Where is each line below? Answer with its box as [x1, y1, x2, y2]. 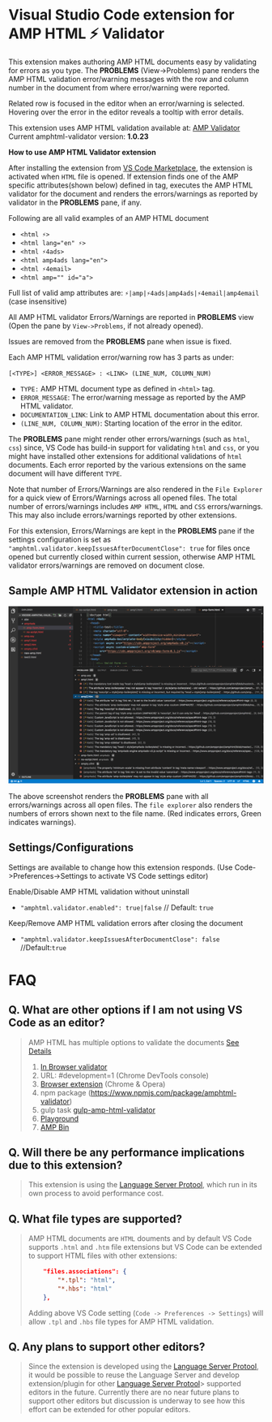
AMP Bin [40, 1122, 70, 1132]
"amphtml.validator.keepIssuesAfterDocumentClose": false [19, 936, 220, 944]
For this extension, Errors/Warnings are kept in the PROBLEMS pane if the [8, 525, 255, 535]
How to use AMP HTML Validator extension [8, 147, 156, 157]
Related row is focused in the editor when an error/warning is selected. [8, 98, 245, 108]
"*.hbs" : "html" [57, 1285, 113, 1293]
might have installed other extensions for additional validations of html [8, 451, 243, 460]
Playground [40, 1113, 79, 1123]
